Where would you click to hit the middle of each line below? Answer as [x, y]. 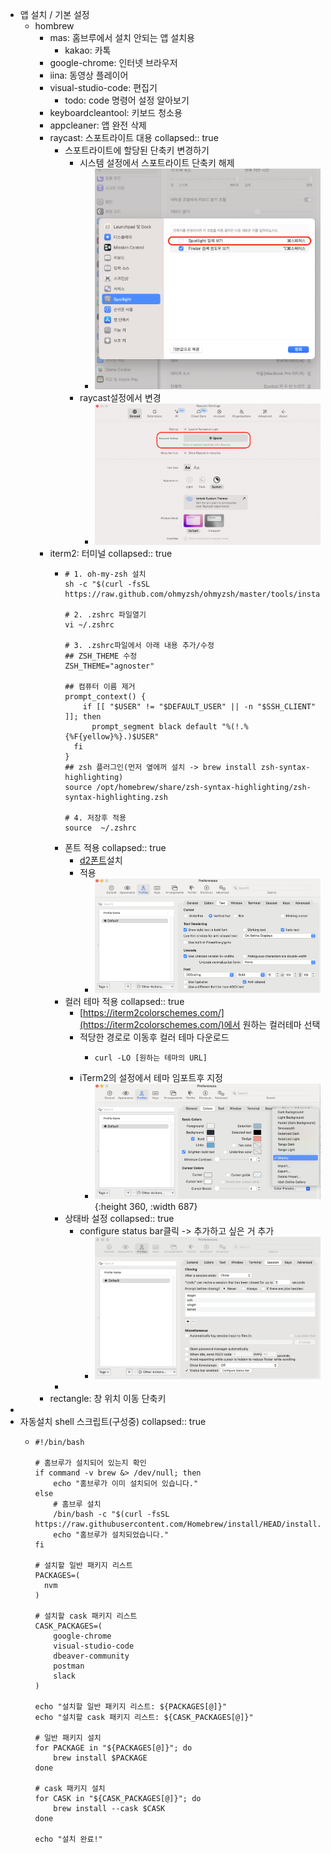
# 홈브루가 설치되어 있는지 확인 [90, 1463]
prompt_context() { [105, 697]
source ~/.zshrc [100, 828]
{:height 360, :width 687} [146, 1207]
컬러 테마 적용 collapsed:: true [124, 1002]
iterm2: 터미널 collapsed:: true [111, 554]
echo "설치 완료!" [68, 1839]
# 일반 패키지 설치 [68, 1738]
